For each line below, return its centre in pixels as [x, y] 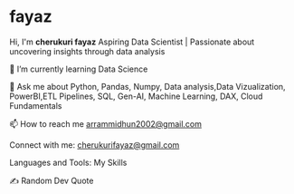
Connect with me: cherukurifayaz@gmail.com [95, 145]
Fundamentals [36, 105]
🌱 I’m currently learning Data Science [79, 69]
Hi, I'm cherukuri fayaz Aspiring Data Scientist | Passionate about [132, 42]
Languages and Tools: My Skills [68, 162]
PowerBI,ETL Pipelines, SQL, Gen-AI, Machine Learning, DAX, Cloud [136, 96]
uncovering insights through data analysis [87, 51]
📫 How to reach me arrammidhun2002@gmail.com [105, 123]
